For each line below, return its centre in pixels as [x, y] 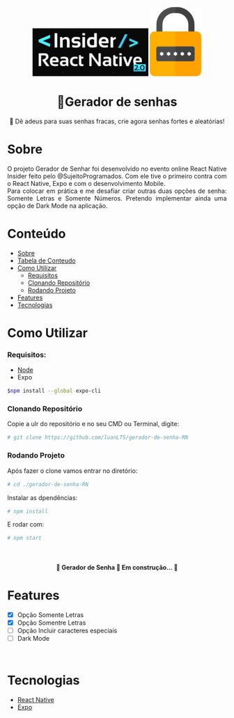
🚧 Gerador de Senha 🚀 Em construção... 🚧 [117, 567]
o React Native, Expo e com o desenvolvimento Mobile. [86, 183]
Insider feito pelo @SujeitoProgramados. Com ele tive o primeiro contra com [117, 176]
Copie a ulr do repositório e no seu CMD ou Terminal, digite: [93, 424]
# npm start [24, 538]
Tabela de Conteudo [47, 260]
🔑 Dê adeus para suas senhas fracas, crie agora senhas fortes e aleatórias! [117, 121]
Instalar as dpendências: [42, 497]
